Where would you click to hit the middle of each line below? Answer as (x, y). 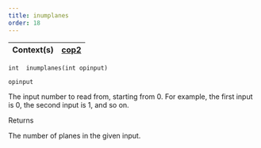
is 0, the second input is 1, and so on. (69, 104)
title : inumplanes (38, 15)
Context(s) (33, 50)
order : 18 (25, 23)
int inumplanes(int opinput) (58, 68)
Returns (21, 120)
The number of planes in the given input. (75, 135)
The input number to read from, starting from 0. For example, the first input (130, 97)
